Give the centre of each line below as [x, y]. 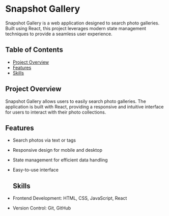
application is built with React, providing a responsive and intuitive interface [84, 106]
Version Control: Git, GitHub [42, 208]
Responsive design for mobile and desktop [58, 150]
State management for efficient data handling [60, 160]
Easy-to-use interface [36, 170]
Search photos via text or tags [44, 140]
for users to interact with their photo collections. [56, 112]
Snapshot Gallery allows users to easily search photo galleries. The [76, 101]
